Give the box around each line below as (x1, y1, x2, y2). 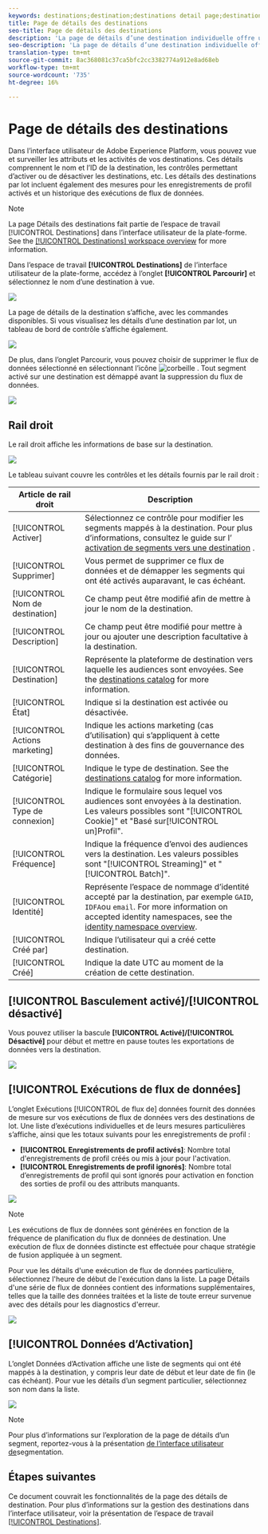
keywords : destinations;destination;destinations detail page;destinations (8, 11, 266, 20)
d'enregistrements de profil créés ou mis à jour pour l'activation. (19, 1153, 231, 1163)
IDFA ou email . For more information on (85, 901, 229, 913)
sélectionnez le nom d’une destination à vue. (8, 277, 156, 287)
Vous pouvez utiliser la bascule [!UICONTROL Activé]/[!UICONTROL (8, 1028, 235, 1038)
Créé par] (12, 944, 49, 956)
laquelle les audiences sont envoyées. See (85, 664, 244, 675)
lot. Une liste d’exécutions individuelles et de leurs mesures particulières (8, 1121, 246, 1130)
